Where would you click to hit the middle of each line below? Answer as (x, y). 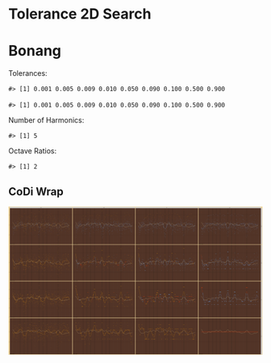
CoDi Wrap (36, 192)
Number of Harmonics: (46, 120)
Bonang (35, 51)
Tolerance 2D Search (80, 14)
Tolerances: (28, 73)
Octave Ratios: (33, 151)
